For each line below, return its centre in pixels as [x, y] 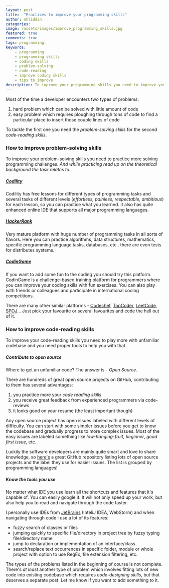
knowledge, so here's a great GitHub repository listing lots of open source [82, 457]
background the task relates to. [38, 169]
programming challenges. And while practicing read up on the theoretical [81, 164]
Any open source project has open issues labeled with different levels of [80, 421]
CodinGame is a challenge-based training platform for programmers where [83, 280]
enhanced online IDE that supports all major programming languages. [77, 210]
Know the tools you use [31, 479]
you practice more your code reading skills [57, 395]
